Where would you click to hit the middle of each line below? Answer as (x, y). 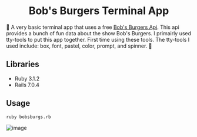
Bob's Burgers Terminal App (99, 11)
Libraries (23, 64)
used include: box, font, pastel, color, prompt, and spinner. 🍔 (79, 46)
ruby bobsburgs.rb (29, 117)
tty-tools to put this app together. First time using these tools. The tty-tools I (98, 39)
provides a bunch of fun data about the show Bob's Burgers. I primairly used (99, 33)
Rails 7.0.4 (27, 85)
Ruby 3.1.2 (27, 78)
